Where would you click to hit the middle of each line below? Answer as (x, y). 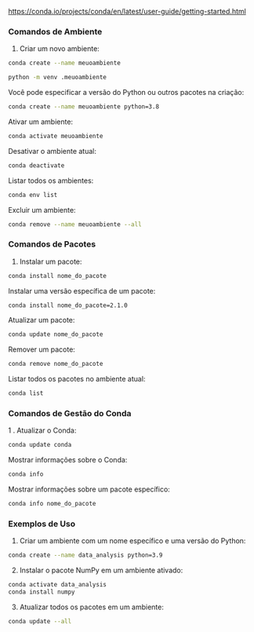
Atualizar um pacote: (42, 320)
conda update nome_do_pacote (56, 334)
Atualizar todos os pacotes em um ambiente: (92, 607)
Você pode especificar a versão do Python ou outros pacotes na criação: (126, 93)
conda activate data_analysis (58, 585)
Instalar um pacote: (51, 261)
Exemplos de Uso (42, 524)
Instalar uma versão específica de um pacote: (82, 290)
